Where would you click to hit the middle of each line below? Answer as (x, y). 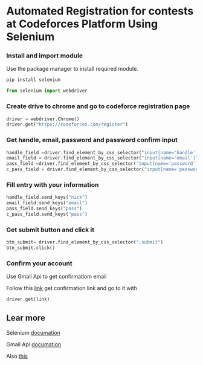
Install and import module (45, 56)
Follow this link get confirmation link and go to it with (72, 288)
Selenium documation (33, 332)
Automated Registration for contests (100, 11)
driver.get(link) (28, 299)
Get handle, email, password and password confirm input (92, 140)
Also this (17, 356)
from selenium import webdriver (47, 91)
